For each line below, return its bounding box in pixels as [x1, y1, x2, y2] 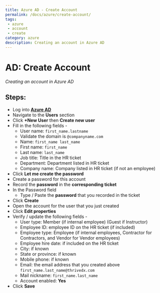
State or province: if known [20, 251, 76, 257]
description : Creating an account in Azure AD [5, 40, 105, 45]
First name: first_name [20, 144, 67, 150]
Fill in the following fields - [12, 122, 67, 128]
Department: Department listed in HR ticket [20, 160, 110, 166]
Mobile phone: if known [20, 256, 69, 262]
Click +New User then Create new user [12, 117, 95, 123]
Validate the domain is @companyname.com [20, 133, 104, 139]
